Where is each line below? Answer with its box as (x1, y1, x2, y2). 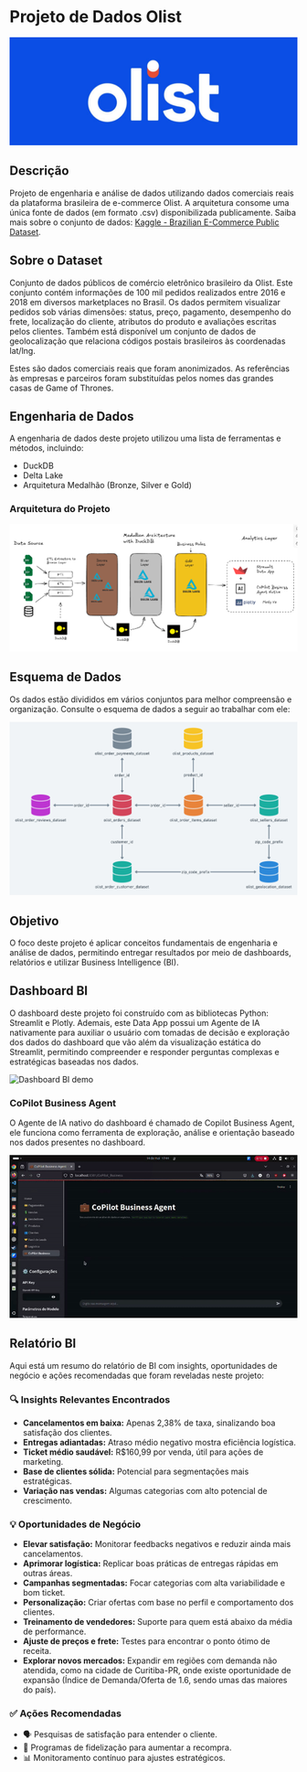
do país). (22, 1684, 57, 1695)
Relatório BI (9, 1336, 77, 1351)
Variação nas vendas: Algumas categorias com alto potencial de (22, 1486, 268, 1496)
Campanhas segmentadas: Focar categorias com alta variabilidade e (22, 1577, 286, 1588)
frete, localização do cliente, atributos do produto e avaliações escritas (9, 315, 277, 326)
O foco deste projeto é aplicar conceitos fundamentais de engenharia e (9, 937, 279, 948)
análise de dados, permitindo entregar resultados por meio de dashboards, (9, 947, 291, 958)
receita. (22, 1646, 52, 1657)
